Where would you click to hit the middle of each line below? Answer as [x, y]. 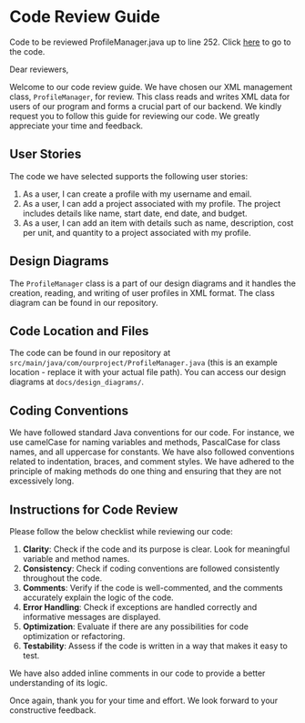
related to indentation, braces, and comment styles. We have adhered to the [152, 462]
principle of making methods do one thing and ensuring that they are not [146, 472]
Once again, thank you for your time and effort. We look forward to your [144, 700]
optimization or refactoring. [74, 636]
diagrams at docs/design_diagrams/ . [76, 382]
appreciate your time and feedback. [76, 126]
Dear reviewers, [39, 69]
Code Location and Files [79, 331]
